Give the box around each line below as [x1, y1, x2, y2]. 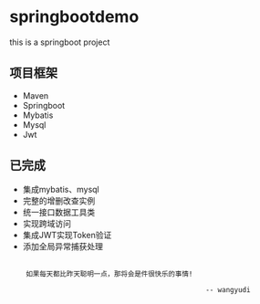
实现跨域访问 [22, 217, 71, 229]
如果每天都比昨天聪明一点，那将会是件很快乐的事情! [26, 269, 193, 278]
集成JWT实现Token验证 [22, 229, 112, 240]
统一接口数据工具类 [22, 206, 96, 217]
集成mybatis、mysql [22, 183, 100, 194]
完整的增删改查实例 [22, 194, 96, 206]
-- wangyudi [204, 285, 251, 294]
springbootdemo [9, 6, 140, 27]
